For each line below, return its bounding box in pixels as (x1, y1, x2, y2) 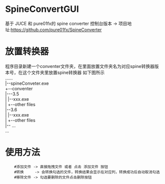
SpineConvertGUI (5, 3, 80, 15)
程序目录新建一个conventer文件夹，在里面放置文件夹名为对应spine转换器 (5, 63, 155, 69)
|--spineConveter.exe (5, 80, 49, 86)
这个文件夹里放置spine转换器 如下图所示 (22, 69, 105, 75)
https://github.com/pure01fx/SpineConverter (10, 26, 102, 33)
